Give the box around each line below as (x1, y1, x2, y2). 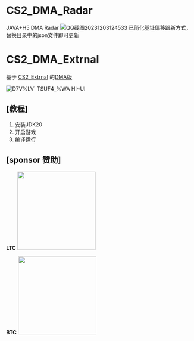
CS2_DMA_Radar (6, 4, 93, 17)
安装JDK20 (14, 120, 43, 128)
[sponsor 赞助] (6, 155, 61, 165)
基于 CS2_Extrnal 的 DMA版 (6, 73, 73, 80)
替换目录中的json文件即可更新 (6, 31, 79, 39)
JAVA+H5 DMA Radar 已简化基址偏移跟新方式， (6, 24, 192, 31)
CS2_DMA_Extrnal (6, 53, 99, 66)
